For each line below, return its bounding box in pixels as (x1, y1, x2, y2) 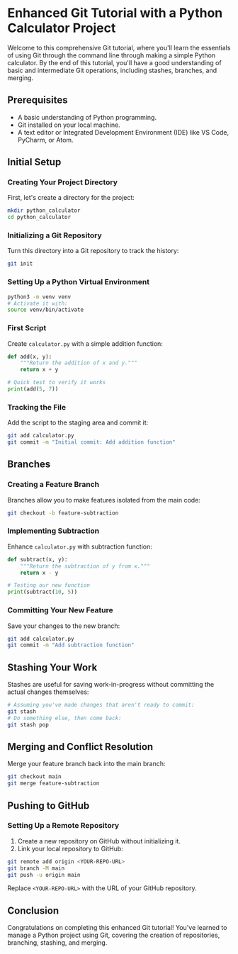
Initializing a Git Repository (7, 230, 103, 240)
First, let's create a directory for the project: (7, 193, 135, 202)
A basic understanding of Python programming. (17, 113, 157, 121)
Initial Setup (7, 156, 62, 168)
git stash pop (7, 721, 50, 728)
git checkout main (7, 773, 62, 780)
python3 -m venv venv (7, 293, 72, 301)
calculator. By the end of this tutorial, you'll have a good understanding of (7, 58, 222, 67)
